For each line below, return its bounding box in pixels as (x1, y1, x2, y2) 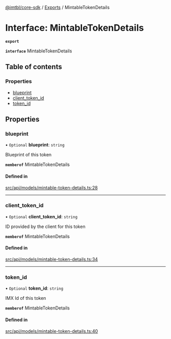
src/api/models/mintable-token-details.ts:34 (5, 257, 98, 263)
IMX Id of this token (5, 295, 46, 301)
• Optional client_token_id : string (5, 213, 78, 219)
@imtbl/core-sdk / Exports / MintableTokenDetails (5, 5, 110, 10)
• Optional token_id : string (5, 285, 64, 292)
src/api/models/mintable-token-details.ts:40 (5, 328, 98, 334)
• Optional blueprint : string (5, 142, 65, 148)
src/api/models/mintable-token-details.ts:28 (5, 184, 98, 190)
